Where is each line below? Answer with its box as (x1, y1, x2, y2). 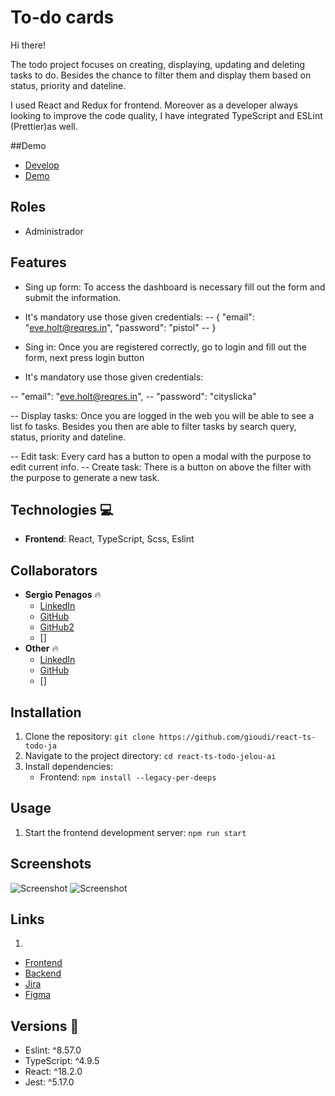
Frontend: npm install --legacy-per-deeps (39, 771, 217, 783)
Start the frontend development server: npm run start (24, 826, 247, 838)
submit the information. (24, 291, 122, 303)
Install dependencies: (24, 761, 114, 772)
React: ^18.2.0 (24, 1066, 83, 1078)
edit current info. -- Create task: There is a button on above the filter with (10, 461, 312, 473)
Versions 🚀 (10, 1017, 80, 1035)
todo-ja (24, 741, 57, 751)
